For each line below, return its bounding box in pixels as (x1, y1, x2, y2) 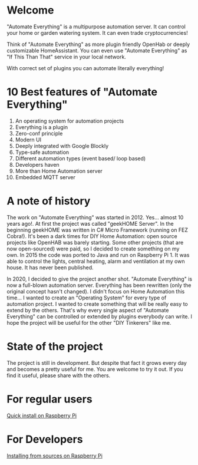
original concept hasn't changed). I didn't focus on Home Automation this (6, 288, 185, 295)
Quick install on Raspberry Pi (6, 412, 77, 419)
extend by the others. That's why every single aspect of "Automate (6, 306, 169, 314)
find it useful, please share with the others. (6, 372, 111, 379)
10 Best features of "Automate (6, 85, 158, 99)
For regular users (6, 393, 93, 405)
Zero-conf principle (15, 130, 63, 137)
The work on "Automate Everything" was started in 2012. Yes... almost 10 (6, 213, 184, 221)
